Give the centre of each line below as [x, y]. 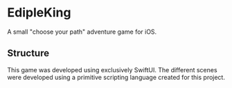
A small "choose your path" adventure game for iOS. [82, 32]
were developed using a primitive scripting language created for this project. [116, 77]
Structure [28, 53]
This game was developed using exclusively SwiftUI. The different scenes [112, 69]
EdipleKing [39, 13]
